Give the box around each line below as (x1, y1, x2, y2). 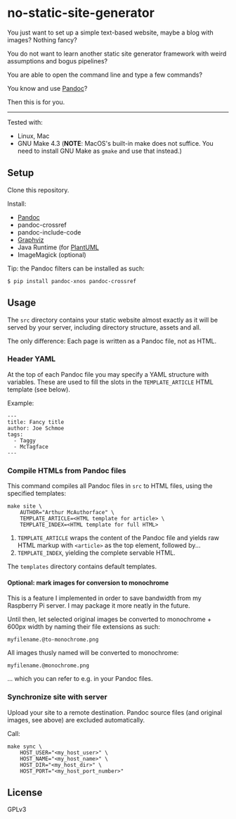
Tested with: (7, 118, 44, 126)
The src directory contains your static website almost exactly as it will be (7, 315, 218, 324)
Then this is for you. (7, 97, 65, 106)
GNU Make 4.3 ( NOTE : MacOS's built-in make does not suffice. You (17, 139, 214, 147)
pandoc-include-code (17, 227, 81, 237)
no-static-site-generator (7, 5, 155, 21)
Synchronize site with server (7, 692, 107, 702)
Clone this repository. (7, 185, 70, 194)
